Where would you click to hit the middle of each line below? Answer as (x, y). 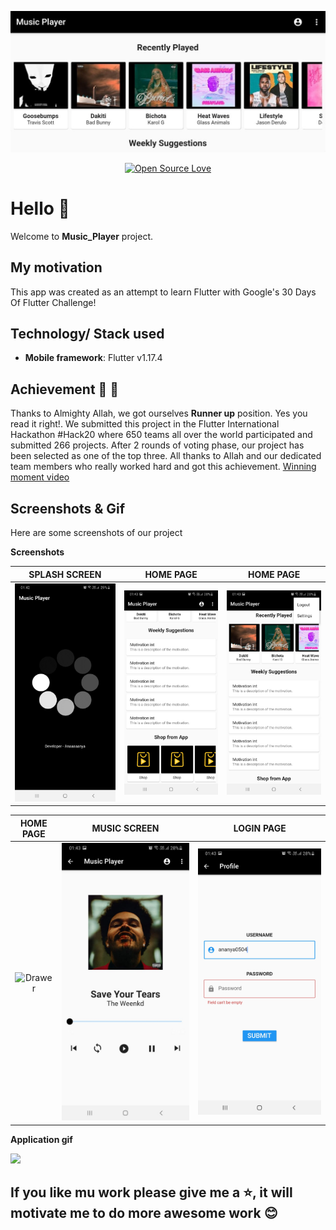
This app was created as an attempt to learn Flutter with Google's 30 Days (163, 292)
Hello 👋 (40, 208)
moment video (40, 477)
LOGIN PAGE (260, 828)
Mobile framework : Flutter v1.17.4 (93, 358)
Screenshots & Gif (68, 508)
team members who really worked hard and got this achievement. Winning (163, 467)
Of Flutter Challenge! (53, 302)
